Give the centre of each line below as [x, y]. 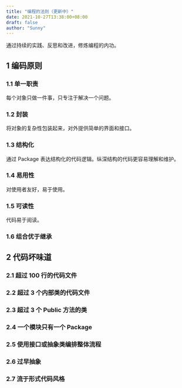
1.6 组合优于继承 [29, 237]
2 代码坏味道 [29, 257]
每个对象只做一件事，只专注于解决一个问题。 [60, 97]
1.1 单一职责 [22, 84]
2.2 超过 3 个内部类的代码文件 [48, 293]
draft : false [22, 22]
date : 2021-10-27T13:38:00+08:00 [47, 17]
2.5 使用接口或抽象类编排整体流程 [54, 345]
